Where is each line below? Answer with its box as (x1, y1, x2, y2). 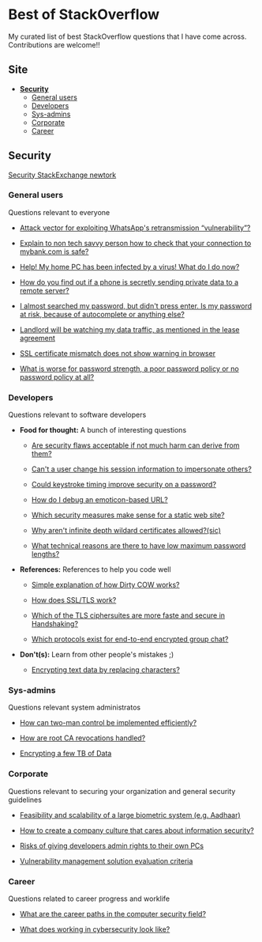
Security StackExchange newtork (8, 170, 117, 180)
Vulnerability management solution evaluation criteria (19, 856, 193, 865)
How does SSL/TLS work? (31, 596, 117, 605)
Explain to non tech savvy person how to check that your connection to (19, 238, 252, 248)
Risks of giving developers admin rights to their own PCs (19, 841, 204, 850)
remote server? (19, 286, 69, 295)
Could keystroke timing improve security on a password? (31, 480, 217, 490)
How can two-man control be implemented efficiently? (19, 718, 197, 728)
